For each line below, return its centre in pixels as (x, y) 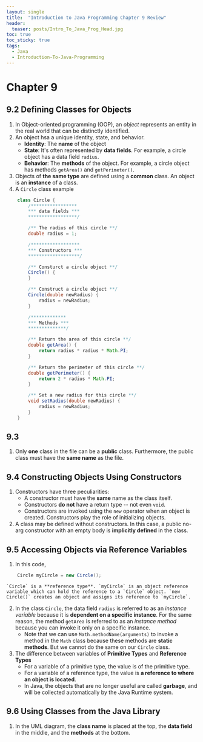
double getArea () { (53, 345)
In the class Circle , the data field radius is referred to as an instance (101, 608)
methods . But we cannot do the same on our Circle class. (97, 647)
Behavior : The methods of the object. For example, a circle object (107, 163)
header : (16, 23)
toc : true (19, 35)
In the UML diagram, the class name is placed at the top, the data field (104, 726)
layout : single (25, 12)
